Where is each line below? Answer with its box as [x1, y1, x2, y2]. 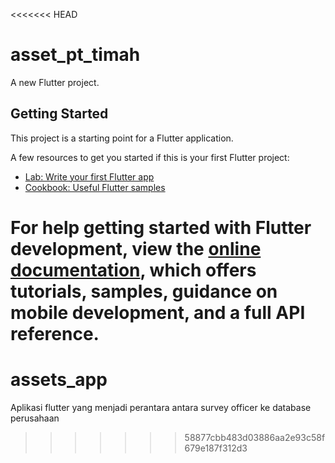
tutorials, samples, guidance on [10, 280, 278, 303]
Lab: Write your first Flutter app [24, 170, 155, 183]
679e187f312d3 [184, 442, 248, 454]
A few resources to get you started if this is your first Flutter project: [10, 151, 290, 163]
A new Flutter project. [10, 76, 100, 88]
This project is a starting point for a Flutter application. [10, 132, 234, 144]
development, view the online [10, 237, 262, 260]
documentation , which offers [10, 259, 257, 281]
